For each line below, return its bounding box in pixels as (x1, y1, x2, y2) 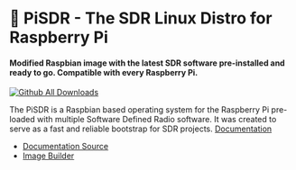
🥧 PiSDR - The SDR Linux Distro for (9, 8, 273, 29)
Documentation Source (22, 141, 109, 152)
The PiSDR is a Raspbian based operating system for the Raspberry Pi (9, 104, 270, 115)
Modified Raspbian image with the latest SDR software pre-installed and (9, 58, 286, 68)
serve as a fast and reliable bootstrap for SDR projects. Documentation (9, 123, 273, 134)
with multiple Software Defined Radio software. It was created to (37, 114, 277, 125)
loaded (9, 114, 36, 125)
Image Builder (22, 150, 75, 161)
